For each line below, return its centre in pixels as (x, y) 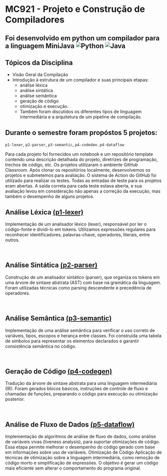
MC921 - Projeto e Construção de (75, 9)
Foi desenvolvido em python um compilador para (83, 38)
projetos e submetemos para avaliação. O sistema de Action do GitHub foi (81, 176)
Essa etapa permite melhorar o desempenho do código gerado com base (80, 447)
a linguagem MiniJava (40, 46)
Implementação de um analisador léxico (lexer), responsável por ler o (76, 224)
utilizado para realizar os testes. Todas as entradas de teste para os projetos (83, 181)
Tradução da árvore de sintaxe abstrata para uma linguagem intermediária (81, 383)
